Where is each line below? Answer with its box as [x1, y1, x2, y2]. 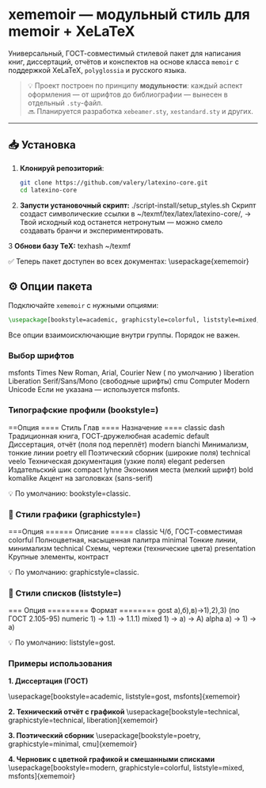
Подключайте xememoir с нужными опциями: [8, 301, 159, 310]
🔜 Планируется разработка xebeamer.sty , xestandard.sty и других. [27, 106, 253, 116]
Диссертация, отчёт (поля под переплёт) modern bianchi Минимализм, [8, 440, 249, 449]
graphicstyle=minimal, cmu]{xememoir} [8, 739, 138, 748]
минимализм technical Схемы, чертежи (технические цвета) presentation [8, 544, 256, 554]
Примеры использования [8, 658, 112, 669]
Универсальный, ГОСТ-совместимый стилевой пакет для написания [8, 48, 241, 58]
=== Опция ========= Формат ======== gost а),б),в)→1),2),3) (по [8, 606, 240, 615]
